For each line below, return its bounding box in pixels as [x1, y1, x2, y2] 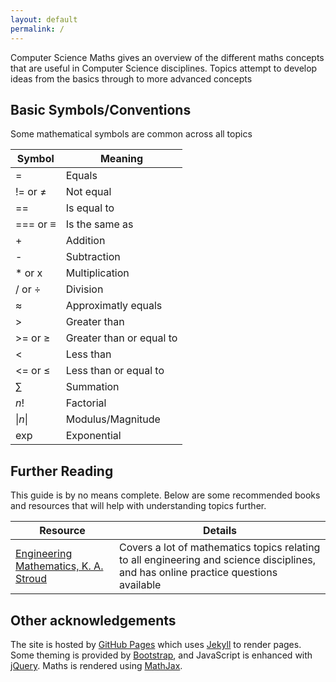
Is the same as [65, 217, 134, 231]
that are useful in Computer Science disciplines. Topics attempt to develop [10, 62, 318, 74]
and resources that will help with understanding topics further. [10, 500, 267, 512]
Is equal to [65, 201, 115, 215]
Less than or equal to [65, 364, 165, 378]
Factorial [65, 396, 107, 410]
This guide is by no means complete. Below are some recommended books [10, 489, 321, 501]
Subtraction [65, 250, 121, 264]
